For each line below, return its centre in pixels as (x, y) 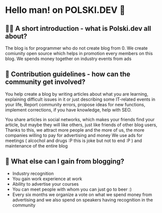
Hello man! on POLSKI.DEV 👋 (65, 10)
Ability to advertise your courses (46, 184)
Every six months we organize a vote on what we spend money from (82, 194)
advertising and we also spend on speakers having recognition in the (82, 200)
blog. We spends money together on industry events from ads (68, 59)
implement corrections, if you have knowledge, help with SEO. (69, 110)
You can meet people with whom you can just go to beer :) (72, 189)
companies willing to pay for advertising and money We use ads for (74, 135)
